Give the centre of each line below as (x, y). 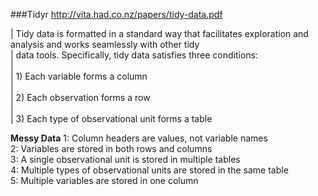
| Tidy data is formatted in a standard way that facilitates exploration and (159, 33)
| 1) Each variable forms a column (79, 76)
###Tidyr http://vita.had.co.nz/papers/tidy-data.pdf (116, 14)
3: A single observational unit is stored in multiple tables (125, 159)
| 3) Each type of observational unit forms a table (111, 118)
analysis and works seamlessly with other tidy (105, 44)
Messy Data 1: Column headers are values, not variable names (139, 138)
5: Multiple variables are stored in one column (104, 180)
